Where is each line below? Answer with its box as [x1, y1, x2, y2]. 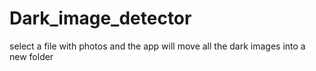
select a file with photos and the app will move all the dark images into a [9, 40, 306, 52]
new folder [9, 50, 54, 62]
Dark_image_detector [9, 7, 192, 30]
